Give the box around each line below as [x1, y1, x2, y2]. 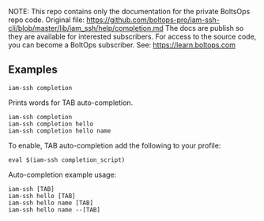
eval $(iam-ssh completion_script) [8, 155, 126, 164]
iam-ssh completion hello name [8, 126, 111, 135]
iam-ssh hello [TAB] [8, 192, 77, 200]
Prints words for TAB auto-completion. [8, 98, 134, 107]
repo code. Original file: [8, 15, 85, 24]
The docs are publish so [164, 24, 244, 32]
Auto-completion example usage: [8, 170, 117, 179]
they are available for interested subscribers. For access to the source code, [8, 32, 257, 41]
